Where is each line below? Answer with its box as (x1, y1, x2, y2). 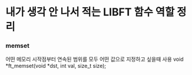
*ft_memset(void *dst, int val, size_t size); (5, 63, 107, 70)
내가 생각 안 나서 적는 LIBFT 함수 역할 (5, 5, 175, 19)
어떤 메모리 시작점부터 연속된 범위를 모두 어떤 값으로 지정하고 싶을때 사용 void (5, 56, 184, 63)
